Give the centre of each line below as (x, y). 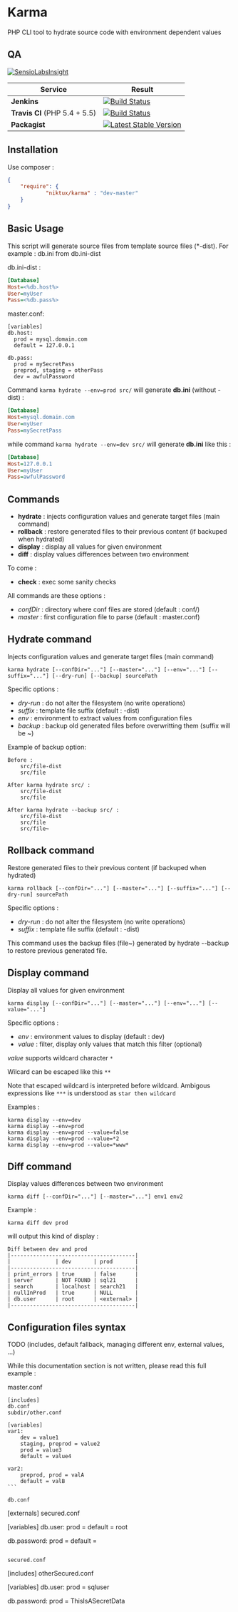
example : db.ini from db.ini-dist (54, 253)
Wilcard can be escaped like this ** (59, 1071)
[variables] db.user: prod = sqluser (58, 1587)
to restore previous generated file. (57, 950)
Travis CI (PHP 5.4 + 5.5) (54, 113)
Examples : (24, 1107)
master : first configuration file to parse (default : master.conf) (109, 617)
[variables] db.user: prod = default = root (68, 1527)
